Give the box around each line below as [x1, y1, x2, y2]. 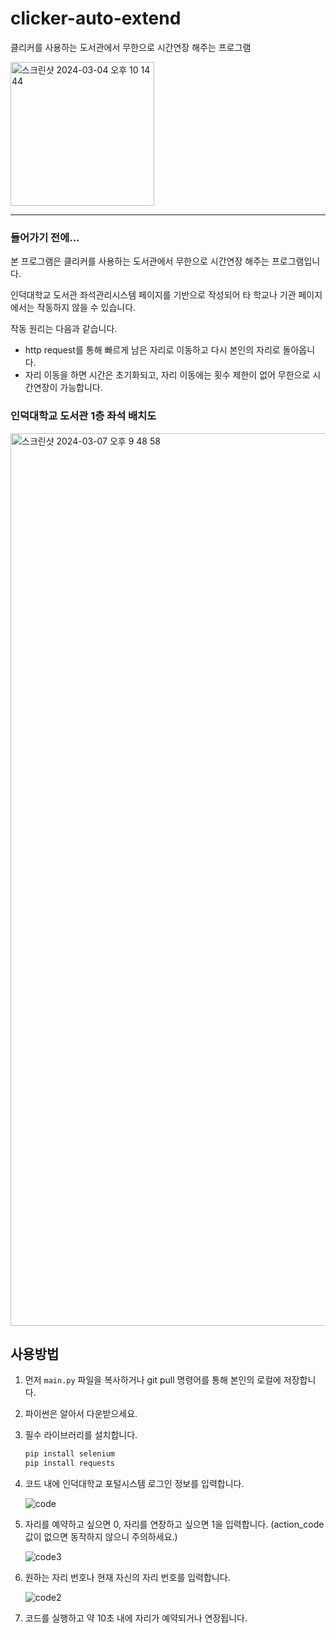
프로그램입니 [271, 255, 321, 267]
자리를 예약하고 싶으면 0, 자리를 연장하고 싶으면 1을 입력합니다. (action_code [24, 1518, 325, 1531]
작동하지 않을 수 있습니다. [36, 302, 137, 314]
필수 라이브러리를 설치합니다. [24, 1429, 138, 1441]
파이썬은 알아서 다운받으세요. [24, 1408, 138, 1420]
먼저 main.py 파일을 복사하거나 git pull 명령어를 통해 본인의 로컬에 [24, 1374, 282, 1386]
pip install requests [24, 1458, 115, 1469]
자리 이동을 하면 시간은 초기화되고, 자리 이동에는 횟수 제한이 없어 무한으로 [24, 369, 311, 381]
